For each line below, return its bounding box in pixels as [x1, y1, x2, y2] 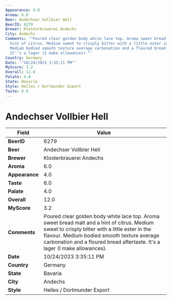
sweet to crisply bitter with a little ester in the [43, 226, 152, 233]
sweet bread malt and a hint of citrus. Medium [43, 219, 154, 226]
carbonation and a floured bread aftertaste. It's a [43, 238, 160, 246]
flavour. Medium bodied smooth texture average [43, 232, 160, 239]
